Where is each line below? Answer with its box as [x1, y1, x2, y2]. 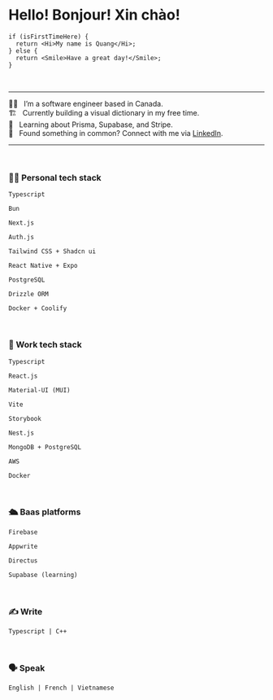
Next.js [8, 219, 35, 227]
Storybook [8, 414, 42, 422]
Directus [8, 556, 38, 565]
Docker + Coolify [8, 304, 67, 313]
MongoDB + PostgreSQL [8, 443, 82, 451]
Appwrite [8, 542, 38, 550]
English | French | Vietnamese [8, 684, 115, 693]
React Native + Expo [8, 262, 79, 270]
